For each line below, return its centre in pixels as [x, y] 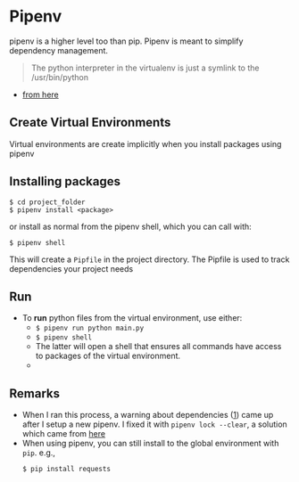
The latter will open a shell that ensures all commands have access [158, 347]
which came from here [63, 434]
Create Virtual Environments [90, 123]
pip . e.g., [39, 453]
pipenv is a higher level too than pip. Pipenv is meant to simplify [126, 41]
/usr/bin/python [60, 77]
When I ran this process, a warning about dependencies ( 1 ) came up [148, 415]
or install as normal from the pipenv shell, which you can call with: [130, 226]
